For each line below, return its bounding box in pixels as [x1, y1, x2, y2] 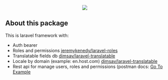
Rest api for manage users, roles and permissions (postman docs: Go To [12, 63, 163, 69]
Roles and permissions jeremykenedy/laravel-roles [12, 47, 118, 53]
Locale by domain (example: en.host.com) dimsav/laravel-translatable [12, 58, 158, 64]
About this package [5, 19, 68, 28]
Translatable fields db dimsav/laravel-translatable [12, 53, 116, 59]
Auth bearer [12, 42, 38, 48]
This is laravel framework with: [5, 32, 69, 38]
